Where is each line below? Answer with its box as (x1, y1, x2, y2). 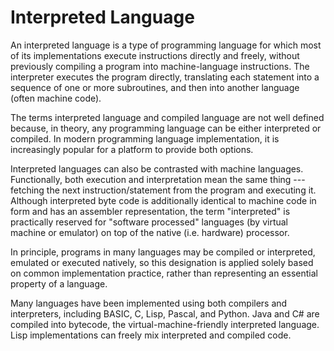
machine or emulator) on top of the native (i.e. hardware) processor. (10, 226, 290, 238)
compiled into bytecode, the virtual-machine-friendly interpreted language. (10, 318, 320, 330)
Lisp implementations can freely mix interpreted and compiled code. (10, 329, 292, 341)
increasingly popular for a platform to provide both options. (10, 143, 254, 155)
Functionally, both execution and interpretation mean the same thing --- (10, 173, 306, 185)
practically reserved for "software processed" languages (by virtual (10, 216, 288, 228)
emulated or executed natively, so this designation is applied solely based (10, 256, 314, 268)
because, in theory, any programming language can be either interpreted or (10, 122, 322, 134)
